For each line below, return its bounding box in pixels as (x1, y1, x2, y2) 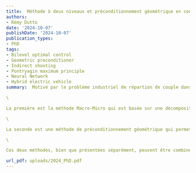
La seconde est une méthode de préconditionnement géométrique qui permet (6, 126, 192, 132)
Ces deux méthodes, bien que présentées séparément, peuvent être (6, 147, 171, 153)
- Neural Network (6, 73, 48, 79)
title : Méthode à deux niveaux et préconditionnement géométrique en (6, 8, 181, 15)
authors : (6, 14, 27, 20)
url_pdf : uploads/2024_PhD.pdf (6, 158, 82, 164)
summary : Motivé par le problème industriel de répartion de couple (6, 84, 179, 90)
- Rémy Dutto (6, 19, 38, 25)
